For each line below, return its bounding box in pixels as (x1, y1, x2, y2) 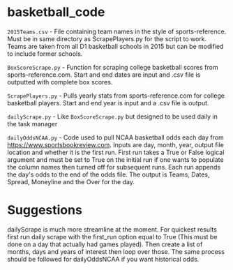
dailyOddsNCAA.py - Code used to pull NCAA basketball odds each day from (7, 133, 225, 142)
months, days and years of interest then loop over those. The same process (7, 247, 225, 255)
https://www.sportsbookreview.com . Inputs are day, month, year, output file (7, 140, 225, 149)
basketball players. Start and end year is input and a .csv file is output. (7, 98, 209, 107)
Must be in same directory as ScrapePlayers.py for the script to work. (7, 34, 207, 43)
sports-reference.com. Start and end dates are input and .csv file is (7, 70, 201, 79)
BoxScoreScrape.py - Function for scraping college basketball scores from (7, 63, 218, 71)
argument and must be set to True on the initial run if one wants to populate (7, 155, 225, 164)
